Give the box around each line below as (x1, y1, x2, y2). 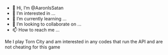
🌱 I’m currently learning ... (12, 16, 67, 21)
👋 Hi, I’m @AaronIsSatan (12, 5, 64, 11)
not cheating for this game (5, 44, 61, 50)
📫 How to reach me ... (12, 27, 60, 33)
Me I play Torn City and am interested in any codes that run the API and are (5, 39, 163, 44)
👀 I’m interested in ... (12, 10, 56, 16)
